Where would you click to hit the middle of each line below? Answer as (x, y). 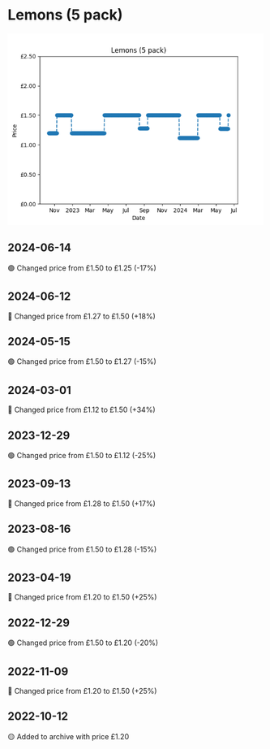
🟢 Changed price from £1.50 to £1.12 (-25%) (82, 455)
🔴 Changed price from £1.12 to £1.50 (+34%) (81, 410)
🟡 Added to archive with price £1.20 (69, 736)
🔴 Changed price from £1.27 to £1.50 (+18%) (81, 316)
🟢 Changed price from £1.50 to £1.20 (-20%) (83, 643)
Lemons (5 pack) (65, 15)
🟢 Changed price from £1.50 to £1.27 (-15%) (82, 362)
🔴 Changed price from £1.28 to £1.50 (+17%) (81, 503)
